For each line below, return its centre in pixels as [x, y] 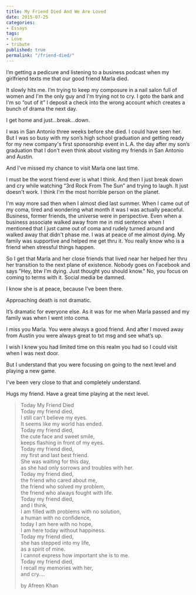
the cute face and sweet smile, [58, 436]
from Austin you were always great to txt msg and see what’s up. [85, 335]
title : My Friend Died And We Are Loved [56, 11]
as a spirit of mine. [43, 549]
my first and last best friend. [55, 455]
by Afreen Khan [39, 585]
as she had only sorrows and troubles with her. [77, 467]
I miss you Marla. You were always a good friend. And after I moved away [95, 329]
